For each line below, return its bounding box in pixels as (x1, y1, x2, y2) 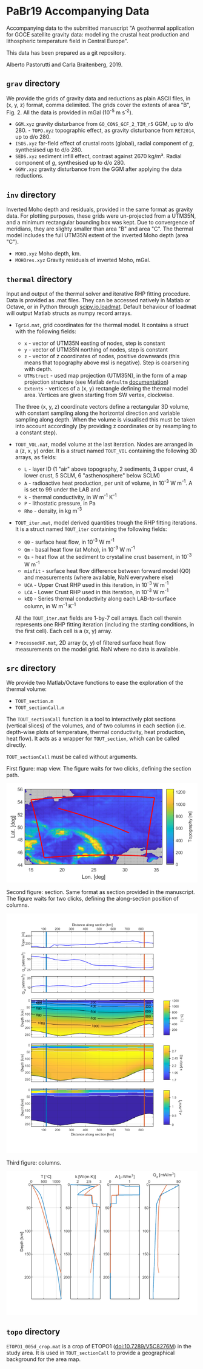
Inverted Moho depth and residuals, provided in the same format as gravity (6, 206, 193, 213)
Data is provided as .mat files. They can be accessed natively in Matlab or (6, 297, 191, 304)
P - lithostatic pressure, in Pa (24, 500, 96, 507)
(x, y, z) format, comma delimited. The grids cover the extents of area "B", (6, 101, 191, 108)
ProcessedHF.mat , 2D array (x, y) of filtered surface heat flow (15, 639, 166, 646)
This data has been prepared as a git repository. (6, 49, 126, 56)
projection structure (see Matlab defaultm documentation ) (24, 378, 169, 386)
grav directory (6, 78, 61, 89)
